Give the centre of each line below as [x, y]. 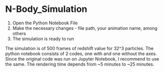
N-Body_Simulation [46, 9]
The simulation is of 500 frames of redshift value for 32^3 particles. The [79, 48]
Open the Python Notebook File [45, 23]
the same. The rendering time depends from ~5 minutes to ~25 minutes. [80, 64]
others [19, 33]
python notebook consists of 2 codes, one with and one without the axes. [81, 54]
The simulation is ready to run [43, 39]
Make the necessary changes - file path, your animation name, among [85, 28]
